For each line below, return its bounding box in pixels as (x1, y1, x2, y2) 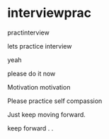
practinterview (7, 28, 50, 37)
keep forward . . (7, 123, 54, 132)
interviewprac (7, 5, 92, 21)
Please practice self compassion (7, 97, 103, 105)
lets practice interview (7, 42, 72, 50)
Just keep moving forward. (7, 110, 86, 119)
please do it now (7, 69, 56, 78)
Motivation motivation (7, 83, 71, 91)
